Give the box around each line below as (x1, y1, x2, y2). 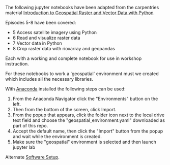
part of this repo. (12, 123, 48, 128)
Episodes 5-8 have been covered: (5, 20, 76, 25)
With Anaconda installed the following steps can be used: (5, 86, 126, 92)
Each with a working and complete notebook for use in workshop (5, 55, 142, 61)
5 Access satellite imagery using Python (12, 29, 97, 35)
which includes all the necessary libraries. (5, 76, 93, 82)
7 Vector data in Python (12, 40, 62, 46)
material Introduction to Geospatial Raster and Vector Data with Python (5, 10, 154, 16)
